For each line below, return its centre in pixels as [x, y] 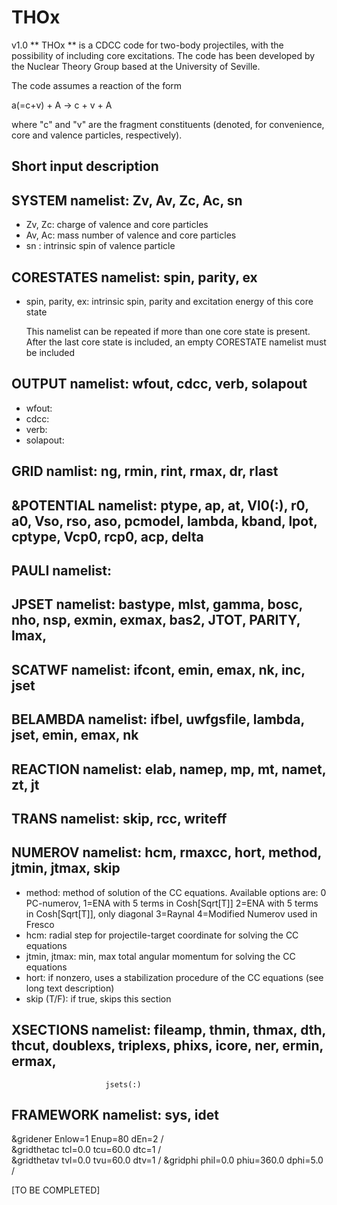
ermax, [34, 1061]
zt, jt [25, 784]
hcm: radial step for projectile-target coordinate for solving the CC [162, 935]
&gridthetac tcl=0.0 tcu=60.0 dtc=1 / [86, 1150]
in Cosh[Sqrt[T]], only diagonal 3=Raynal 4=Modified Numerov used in [171, 913]
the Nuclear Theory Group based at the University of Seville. [136, 66]
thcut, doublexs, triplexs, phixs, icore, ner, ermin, [167, 1046]
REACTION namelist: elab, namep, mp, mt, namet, [169, 769]
